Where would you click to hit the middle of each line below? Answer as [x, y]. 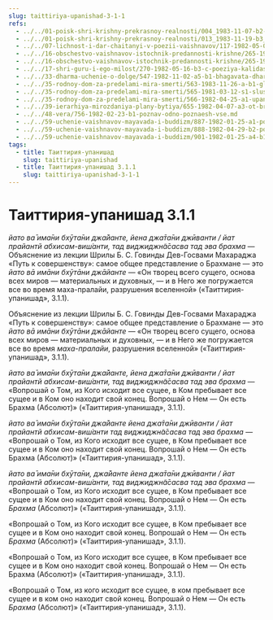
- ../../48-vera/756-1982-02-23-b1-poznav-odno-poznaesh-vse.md [127, 115]
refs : [17, 24]
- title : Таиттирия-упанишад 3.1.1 [76, 168]
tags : [17, 144]
